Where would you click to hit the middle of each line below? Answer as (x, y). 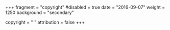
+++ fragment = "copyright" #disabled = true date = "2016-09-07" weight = (85, 7)
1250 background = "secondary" (40, 12)
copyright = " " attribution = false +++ (45, 22)
